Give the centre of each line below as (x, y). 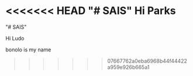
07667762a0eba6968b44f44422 (147, 61)
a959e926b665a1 (128, 67)
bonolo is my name (28, 49)
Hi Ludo (15, 38)
